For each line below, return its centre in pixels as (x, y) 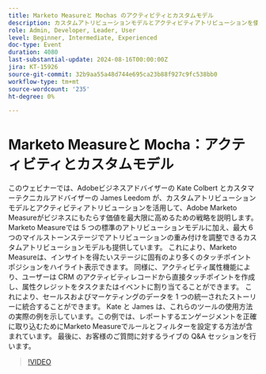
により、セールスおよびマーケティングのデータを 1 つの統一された (122, 297)
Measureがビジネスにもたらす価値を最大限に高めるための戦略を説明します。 (133, 217)
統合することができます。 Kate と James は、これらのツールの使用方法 (137, 307)
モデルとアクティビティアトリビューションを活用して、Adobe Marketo (123, 208)
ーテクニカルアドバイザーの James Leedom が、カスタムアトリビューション (132, 198)
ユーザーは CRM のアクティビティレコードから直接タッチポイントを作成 (139, 277)
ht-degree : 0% (32, 96)
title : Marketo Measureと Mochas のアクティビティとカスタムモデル (111, 15)
